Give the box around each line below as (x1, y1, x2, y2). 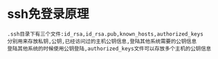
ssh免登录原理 (7, 6, 89, 22)
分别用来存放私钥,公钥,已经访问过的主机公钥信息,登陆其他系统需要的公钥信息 (7, 38, 197, 45)
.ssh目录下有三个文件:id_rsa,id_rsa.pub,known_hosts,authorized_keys (7, 30, 204, 38)
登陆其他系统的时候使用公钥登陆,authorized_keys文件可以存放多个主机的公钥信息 (7, 45, 212, 52)
